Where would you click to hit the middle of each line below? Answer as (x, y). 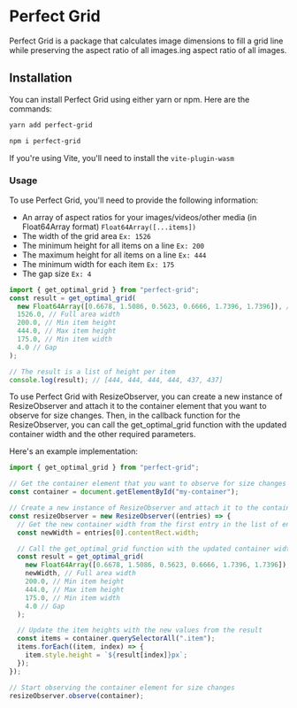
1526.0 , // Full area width (69, 315)
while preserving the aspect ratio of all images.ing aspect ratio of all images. (148, 50)
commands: (31, 109)
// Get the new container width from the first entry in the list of (148, 524)
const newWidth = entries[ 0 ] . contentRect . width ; (108, 533)
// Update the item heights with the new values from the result (140, 630)
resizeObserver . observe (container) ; (76, 696)
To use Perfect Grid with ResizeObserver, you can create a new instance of (146, 396)
